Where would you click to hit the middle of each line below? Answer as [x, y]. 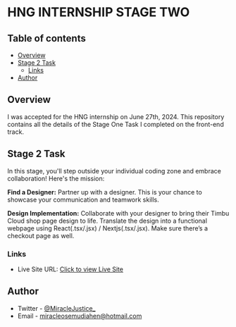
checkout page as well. [41, 235]
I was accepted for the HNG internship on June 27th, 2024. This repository [116, 116]
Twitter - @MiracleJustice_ [56, 308]
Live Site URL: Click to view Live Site [70, 269]
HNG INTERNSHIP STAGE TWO [99, 12]
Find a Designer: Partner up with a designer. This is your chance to [105, 192]
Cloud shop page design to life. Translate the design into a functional [107, 221]
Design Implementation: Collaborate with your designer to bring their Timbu [118, 213]
